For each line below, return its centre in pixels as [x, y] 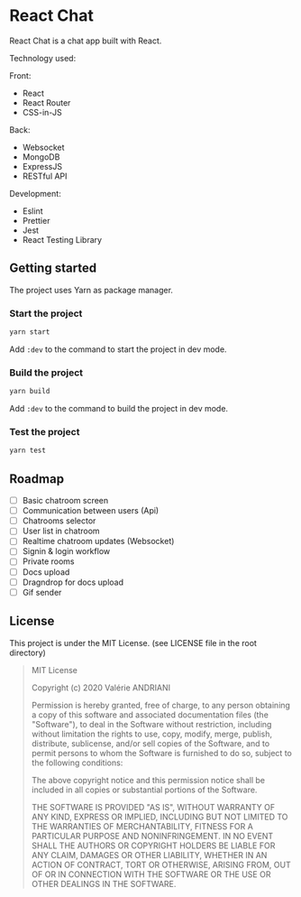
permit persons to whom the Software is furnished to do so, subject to [162, 753]
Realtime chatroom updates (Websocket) [98, 541]
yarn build [30, 392]
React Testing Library [62, 239]
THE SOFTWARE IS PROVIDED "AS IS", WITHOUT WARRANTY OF [153, 807]
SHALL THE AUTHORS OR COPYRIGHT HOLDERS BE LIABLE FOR [153, 846]
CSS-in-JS [42, 112]
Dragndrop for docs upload [73, 582]
